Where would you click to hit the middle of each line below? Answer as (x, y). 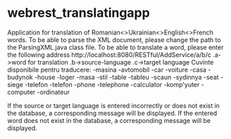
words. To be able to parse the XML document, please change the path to (114, 39)
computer (21, 92)
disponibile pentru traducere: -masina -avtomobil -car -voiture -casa (107, 69)
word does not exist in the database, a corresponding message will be (109, 120)
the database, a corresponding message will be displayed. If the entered (112, 113)
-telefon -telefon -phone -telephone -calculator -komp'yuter (112, 84)
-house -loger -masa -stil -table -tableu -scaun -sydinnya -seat (127, 77)
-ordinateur (54, 92)
